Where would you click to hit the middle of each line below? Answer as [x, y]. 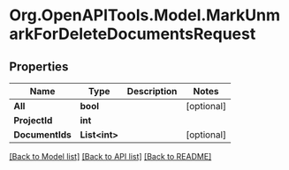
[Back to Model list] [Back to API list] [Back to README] [110, 156]
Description [152, 91]
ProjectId [33, 120]
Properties [39, 67]
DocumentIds [43, 135]
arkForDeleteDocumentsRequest [133, 34]
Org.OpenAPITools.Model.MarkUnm [145, 15]
